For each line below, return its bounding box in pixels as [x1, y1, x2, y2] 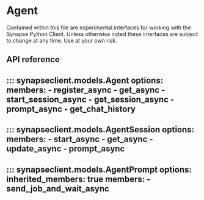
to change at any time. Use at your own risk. [6, 37, 117, 44]
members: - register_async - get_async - [6, 85, 166, 95]
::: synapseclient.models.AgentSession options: [6, 124, 194, 135]
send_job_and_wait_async [6, 184, 110, 194]
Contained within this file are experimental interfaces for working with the [6, 24, 191, 31]
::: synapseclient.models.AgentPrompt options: [6, 164, 192, 174]
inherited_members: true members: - [6, 174, 151, 184]
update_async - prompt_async [6, 144, 125, 154]
